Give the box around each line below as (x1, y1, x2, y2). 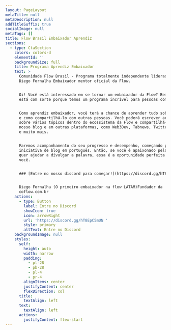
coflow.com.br (18, 189, 49, 195)
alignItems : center (23, 279, 65, 284)
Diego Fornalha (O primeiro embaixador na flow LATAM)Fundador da (18, 184, 163, 190)
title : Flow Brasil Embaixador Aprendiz (5, 36, 93, 41)
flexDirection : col (23, 289, 65, 294)
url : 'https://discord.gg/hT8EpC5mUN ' (23, 217, 108, 223)
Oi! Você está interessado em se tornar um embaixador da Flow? (18, 92, 158, 97)
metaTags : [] (5, 31, 33, 36)
